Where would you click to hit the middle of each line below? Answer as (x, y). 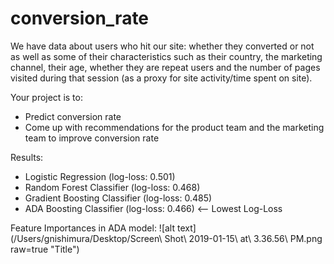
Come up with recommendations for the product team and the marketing (174, 127)
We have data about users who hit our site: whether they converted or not (162, 46)
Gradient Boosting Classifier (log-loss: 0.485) (118, 198)
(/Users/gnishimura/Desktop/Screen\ (86, 238)
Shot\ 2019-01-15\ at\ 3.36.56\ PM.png (243, 238)
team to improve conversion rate (92, 138)
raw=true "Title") (45, 249)
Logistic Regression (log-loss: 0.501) (100, 176)
